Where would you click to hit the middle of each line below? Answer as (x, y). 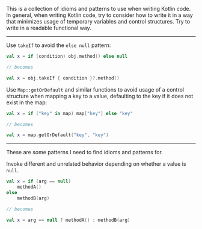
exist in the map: (27, 102)
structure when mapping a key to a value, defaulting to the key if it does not (100, 96)
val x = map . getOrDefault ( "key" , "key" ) (58, 135)
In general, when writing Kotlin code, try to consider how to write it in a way (100, 15)
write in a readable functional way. (49, 28)
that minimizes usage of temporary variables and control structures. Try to (98, 21)
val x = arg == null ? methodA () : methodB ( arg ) (68, 220)
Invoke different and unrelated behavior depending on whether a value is (96, 164)
